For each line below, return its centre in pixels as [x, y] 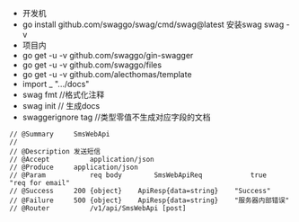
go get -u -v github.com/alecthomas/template [107, 74]
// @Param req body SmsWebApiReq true [138, 175]
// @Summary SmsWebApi [60, 134]
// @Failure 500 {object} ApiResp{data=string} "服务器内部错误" [149, 200]
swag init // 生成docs [61, 106]
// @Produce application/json [74, 167]
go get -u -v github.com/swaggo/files [92, 65]
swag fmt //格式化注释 [63, 94]
